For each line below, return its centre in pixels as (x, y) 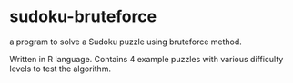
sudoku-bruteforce (83, 17)
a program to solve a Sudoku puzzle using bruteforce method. (126, 41)
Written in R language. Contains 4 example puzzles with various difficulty (146, 59)
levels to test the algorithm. (61, 69)
